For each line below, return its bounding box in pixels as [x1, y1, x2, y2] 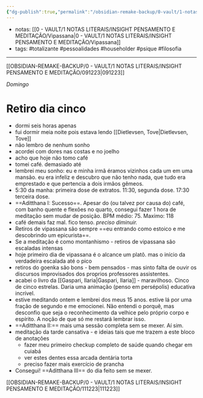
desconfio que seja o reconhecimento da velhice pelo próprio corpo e [14, 309, 189, 316]
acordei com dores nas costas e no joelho [14, 147, 120, 155]
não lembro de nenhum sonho [14, 141, 90, 149]
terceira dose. [14, 192, 50, 200]
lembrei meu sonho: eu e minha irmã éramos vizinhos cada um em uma [14, 167, 193, 174]
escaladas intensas [14, 244, 63, 252]
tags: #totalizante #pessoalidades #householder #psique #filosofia [14, 45, 182, 52]
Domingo [6, 80, 29, 88]
